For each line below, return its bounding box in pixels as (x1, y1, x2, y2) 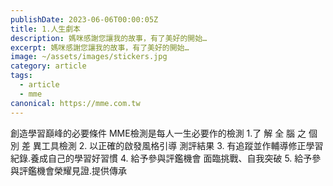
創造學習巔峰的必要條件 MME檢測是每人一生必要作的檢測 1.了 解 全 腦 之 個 (10, 127, 318, 139)
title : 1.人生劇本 (10, 24, 82, 34)
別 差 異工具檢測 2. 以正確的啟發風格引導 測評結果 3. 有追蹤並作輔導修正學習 (10, 139, 324, 151)
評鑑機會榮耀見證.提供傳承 (18, 164, 128, 176)
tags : (10, 71, 33, 81)
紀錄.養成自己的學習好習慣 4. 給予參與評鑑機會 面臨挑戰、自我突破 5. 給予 (10, 152, 313, 164)
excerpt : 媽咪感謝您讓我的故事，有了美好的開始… (10, 42, 190, 53)
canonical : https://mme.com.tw (10, 98, 141, 108)
